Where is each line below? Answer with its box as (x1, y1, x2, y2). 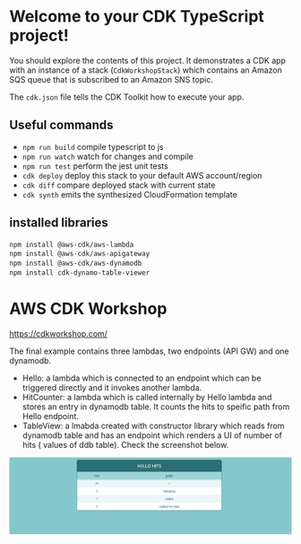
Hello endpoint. (21, 411, 79, 421)
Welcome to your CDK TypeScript (9, 6, 264, 27)
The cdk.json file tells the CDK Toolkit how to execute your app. (9, 92, 245, 102)
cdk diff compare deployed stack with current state (21, 180, 216, 190)
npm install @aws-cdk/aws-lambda (9, 240, 134, 249)
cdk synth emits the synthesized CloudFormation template (21, 189, 237, 199)
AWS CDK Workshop (9, 299, 168, 320)
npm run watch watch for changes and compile (21, 151, 194, 162)
